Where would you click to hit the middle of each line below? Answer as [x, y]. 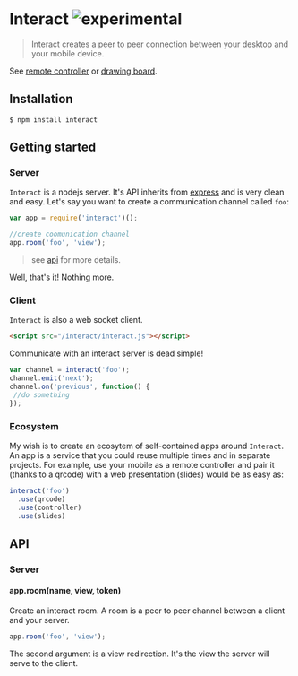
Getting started [53, 147]
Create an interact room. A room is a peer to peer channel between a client [147, 611]
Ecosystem [34, 426]
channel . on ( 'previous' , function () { [80, 386]
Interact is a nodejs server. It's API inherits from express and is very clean [147, 192]
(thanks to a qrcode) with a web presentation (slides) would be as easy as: [147, 474]
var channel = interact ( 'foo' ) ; [69, 370]
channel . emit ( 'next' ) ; [51, 378]
